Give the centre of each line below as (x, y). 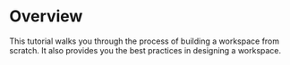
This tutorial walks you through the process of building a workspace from (145, 41)
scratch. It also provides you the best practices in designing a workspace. (145, 50)
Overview (46, 16)
